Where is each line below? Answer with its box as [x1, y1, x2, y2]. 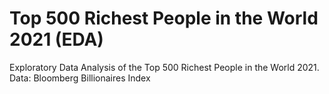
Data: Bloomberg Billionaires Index [9, 72, 151, 84]
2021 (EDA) [9, 28, 104, 51]
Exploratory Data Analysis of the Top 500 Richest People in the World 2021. [9, 61, 320, 73]
